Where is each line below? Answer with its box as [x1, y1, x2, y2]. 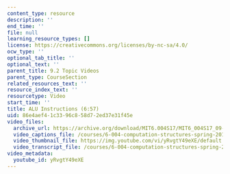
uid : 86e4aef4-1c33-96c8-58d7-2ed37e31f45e [7, 112, 133, 119]
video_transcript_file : [13, 144, 81, 151]
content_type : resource [7, 10, 75, 17]
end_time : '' [7, 23, 44, 29]
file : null [7, 29, 38, 36]
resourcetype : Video [7, 93, 66, 100]
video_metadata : [7, 150, 53, 158]
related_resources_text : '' [7, 80, 88, 87]
